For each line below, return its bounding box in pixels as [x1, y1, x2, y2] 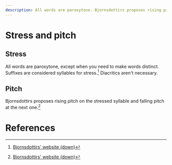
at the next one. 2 [5, 103, 41, 110]
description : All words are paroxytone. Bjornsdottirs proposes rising [5, 7, 161, 13]
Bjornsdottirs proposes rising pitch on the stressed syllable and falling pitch [5, 98, 165, 104]
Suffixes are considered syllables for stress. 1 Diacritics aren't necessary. [5, 68, 158, 76]
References [5, 122, 55, 133]
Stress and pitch [5, 29, 77, 41]
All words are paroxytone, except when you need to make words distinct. [5, 63, 159, 69]
